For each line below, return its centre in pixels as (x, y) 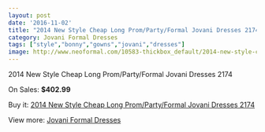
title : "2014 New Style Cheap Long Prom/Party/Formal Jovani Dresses (125, 30)
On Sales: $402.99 (39, 90)
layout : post (30, 15)
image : (19, 52)
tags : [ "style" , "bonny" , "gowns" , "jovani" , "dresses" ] (97, 45)
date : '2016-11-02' (40, 23)
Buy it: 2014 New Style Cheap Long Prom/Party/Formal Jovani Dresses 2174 (131, 104)
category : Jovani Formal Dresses (63, 37)
